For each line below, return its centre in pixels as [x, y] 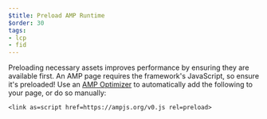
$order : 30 [26, 23]
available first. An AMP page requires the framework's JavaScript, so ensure [134, 76]
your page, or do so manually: [57, 93]
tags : [17, 30]
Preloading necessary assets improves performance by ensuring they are [129, 67]
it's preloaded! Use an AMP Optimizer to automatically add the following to [131, 85]
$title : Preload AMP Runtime [57, 15]
